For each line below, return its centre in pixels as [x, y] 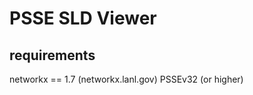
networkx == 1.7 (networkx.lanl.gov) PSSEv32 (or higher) [126, 79]
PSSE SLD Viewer [83, 18]
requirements [52, 55]
